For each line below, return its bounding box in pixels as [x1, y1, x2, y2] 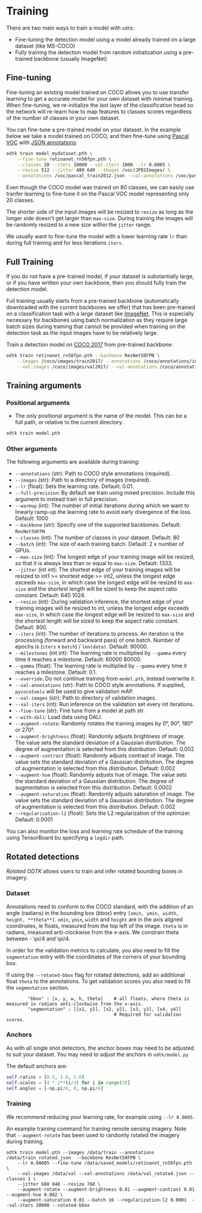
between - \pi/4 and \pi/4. [6, 935, 70, 942]
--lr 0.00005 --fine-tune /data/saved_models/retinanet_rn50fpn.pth [17, 1160, 192, 1166]
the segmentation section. [6, 984, 70, 991]
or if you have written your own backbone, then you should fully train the [6, 279, 186, 286]
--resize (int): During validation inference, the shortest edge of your [14, 598, 185, 606]
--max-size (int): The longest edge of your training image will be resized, [14, 553, 195, 560]
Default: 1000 [14, 515, 49, 522]
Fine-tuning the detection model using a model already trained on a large [14, 36, 196, 43]
